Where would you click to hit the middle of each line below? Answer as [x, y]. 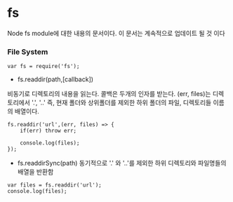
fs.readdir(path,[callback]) [55, 79]
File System [28, 52]
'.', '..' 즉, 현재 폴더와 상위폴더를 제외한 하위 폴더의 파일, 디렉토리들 [121, 102]
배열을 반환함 [35, 172]
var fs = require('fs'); [44, 67]
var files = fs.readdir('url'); [54, 185]
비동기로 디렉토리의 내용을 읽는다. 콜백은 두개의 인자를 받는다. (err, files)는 [109, 94]
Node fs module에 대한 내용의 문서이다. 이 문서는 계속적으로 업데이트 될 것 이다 [116, 33]
